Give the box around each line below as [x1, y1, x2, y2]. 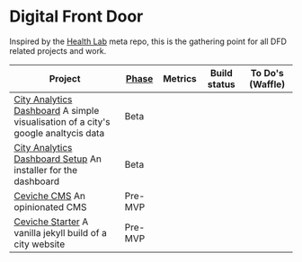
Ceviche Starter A [13, 215, 89, 228]
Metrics [163, 72, 198, 84]
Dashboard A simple [13, 104, 100, 117]
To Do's [250, 66, 285, 79]
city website [13, 238, 66, 250]
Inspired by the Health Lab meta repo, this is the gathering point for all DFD [9, 36, 288, 47]
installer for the [13, 163, 78, 176]
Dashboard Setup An [13, 153, 102, 165]
